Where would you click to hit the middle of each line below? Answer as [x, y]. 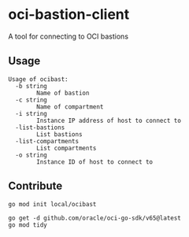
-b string [31, 86]
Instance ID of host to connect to [95, 162]
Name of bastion [63, 93]
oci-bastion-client [69, 15]
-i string [31, 113]
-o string [31, 155]
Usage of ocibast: [38, 79]
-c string [31, 100]
